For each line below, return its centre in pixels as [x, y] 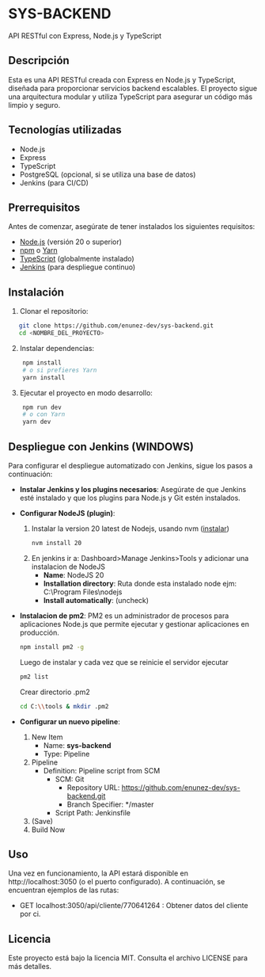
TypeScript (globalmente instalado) [77, 259]
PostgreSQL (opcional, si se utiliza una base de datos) [108, 174]
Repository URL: [93, 787]
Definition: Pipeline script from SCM [102, 770]
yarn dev [37, 422]
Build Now [48, 830]
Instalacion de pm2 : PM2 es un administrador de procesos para [124, 616]
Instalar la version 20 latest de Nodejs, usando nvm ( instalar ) [130, 529]
